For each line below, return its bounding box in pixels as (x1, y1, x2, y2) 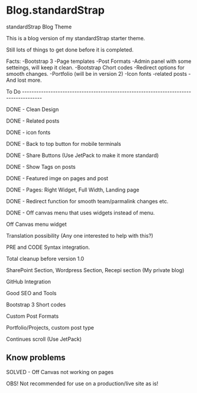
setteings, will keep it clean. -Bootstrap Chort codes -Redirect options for (6, 63, 185, 71)
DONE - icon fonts (6, 129, 51, 136)
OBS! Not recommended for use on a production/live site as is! (6, 380, 159, 387)
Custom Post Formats (6, 312, 59, 319)
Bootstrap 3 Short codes (6, 301, 66, 308)
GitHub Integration (6, 278, 51, 285)
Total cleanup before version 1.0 (6, 255, 85, 262)
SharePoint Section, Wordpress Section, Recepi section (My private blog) (6, 266, 185, 273)
